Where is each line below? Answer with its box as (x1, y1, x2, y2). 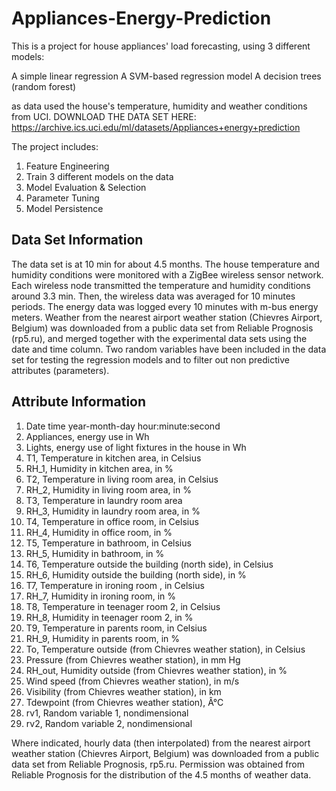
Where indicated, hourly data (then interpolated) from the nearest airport (11, 737, 311, 749)
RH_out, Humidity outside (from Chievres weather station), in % (25, 664, 288, 676)
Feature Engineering (25, 160, 110, 172)
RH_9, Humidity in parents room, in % (25, 632, 181, 644)
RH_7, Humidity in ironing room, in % (25, 590, 176, 602)
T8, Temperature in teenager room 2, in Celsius (25, 600, 221, 612)
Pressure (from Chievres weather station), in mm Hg (25, 653, 241, 666)
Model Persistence (25, 202, 104, 214)
